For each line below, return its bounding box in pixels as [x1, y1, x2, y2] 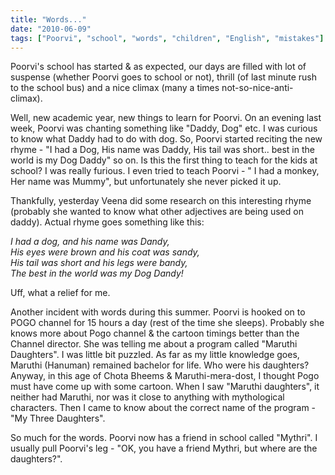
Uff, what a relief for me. [10, 287, 111, 299]
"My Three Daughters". [10, 412, 106, 425]
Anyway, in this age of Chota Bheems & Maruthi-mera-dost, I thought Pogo [10, 370, 320, 382]
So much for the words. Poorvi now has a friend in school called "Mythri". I [10, 432, 318, 444]
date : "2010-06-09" [10, 24, 92, 34]
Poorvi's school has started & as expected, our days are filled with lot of [10, 61, 307, 73]
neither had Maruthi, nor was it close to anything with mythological [10, 391, 285, 403]
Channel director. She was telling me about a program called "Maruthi [10, 338, 298, 350]
